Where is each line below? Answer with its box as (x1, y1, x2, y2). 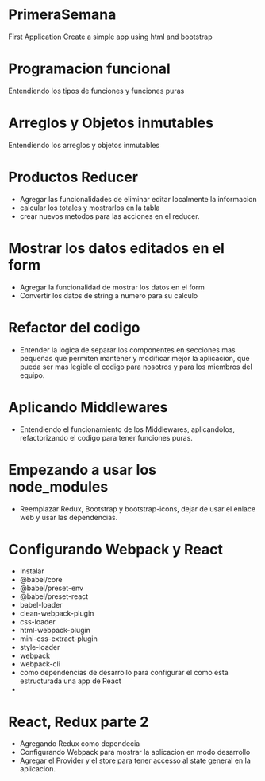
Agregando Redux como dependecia (19, 739, 140, 748)
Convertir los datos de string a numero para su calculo (19, 290, 198, 300)
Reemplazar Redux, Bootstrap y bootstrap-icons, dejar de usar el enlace (19, 503, 256, 514)
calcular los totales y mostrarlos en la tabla (19, 203, 160, 212)
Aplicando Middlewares (8, 398, 168, 416)
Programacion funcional (8, 60, 171, 78)
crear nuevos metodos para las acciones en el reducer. (19, 211, 200, 220)
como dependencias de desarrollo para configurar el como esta (19, 668, 229, 678)
